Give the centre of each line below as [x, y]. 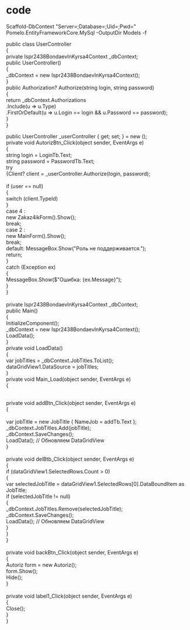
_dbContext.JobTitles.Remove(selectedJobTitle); [65, 509]
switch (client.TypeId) [32, 198]
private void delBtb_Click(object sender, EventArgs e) [70, 459]
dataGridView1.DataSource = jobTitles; [52, 366]
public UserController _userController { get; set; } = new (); [77, 136]
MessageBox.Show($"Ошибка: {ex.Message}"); [64, 280]
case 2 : [15, 230]
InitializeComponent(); [33, 323]
